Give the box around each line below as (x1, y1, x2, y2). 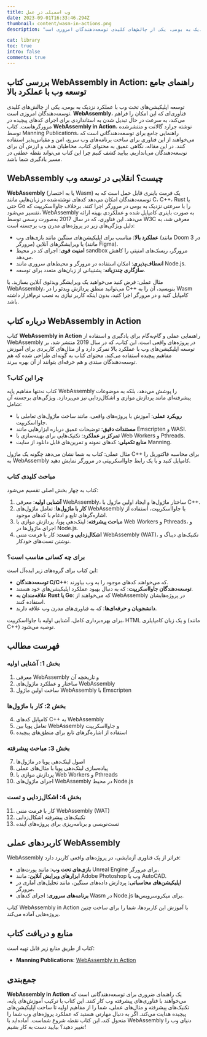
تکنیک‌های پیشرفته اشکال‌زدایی (15, 813, 85, 821)
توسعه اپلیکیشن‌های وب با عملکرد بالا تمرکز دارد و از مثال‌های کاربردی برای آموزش (7, 345, 195, 353)
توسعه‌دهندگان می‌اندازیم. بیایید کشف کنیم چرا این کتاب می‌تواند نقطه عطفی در (7, 149, 187, 156)
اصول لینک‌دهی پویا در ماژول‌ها (15, 758, 85, 765)
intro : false (7, 49, 41, 55)
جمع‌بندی (7, 974, 36, 985)
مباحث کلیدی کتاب (7, 472, 56, 481)
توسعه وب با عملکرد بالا (7, 87, 87, 97)
